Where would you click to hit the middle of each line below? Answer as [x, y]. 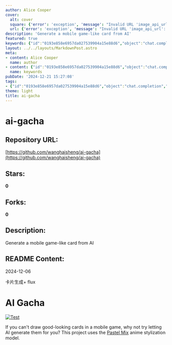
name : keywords [26, 72]
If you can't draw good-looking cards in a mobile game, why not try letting [84, 327]
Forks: [16, 202]
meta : [11, 53]
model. [13, 338]
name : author [24, 62]
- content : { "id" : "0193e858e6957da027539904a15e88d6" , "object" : [75, 67]
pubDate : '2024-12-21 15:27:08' [40, 77]
